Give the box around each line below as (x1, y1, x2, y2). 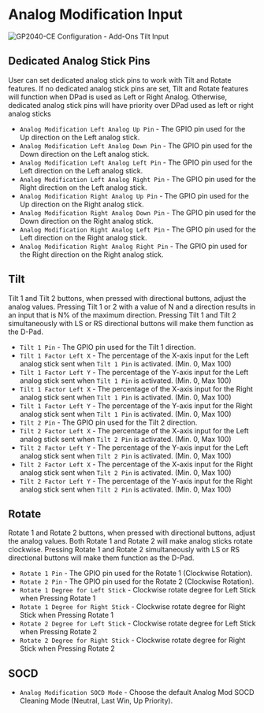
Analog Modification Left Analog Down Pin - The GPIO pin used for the (19, 140, 253, 150)
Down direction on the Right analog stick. (19, 216, 154, 225)
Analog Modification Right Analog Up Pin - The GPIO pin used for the (19, 191, 250, 200)
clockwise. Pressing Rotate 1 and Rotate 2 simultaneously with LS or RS (8, 545, 240, 555)
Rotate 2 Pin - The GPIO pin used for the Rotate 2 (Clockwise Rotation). (19, 577, 255, 586)
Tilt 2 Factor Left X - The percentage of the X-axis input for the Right (19, 459, 254, 469)
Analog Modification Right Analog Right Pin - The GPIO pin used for (19, 241, 247, 251)
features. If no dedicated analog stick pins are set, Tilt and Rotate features (8, 84, 249, 93)
